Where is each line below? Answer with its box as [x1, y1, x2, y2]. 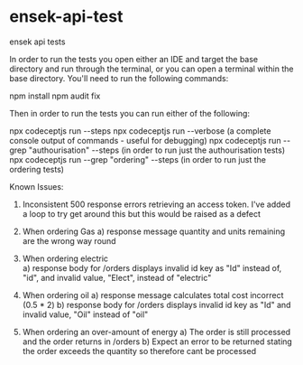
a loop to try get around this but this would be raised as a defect [22, 208, 262, 219]
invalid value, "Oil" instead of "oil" [22, 309, 149, 320]
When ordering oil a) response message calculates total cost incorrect [22, 289, 284, 300]
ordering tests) [9, 164, 65, 174]
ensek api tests [9, 36, 66, 47]
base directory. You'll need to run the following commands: [9, 72, 229, 83]
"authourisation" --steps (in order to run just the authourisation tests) [28, 145, 286, 155]
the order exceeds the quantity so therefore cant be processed [22, 345, 257, 356]
